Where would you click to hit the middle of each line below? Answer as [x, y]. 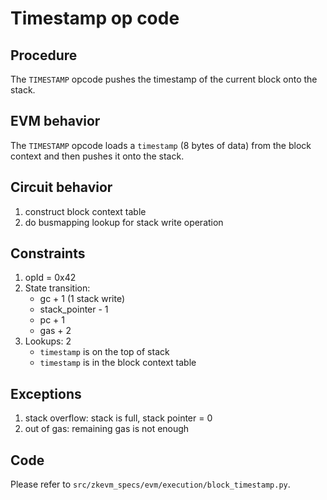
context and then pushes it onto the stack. [97, 156]
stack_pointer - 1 [74, 309]
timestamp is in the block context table [118, 363]
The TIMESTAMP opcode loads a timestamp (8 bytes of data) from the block [161, 145]
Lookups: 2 [48, 341]
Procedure [44, 55]
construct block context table [85, 211]
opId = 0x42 [50, 278]
